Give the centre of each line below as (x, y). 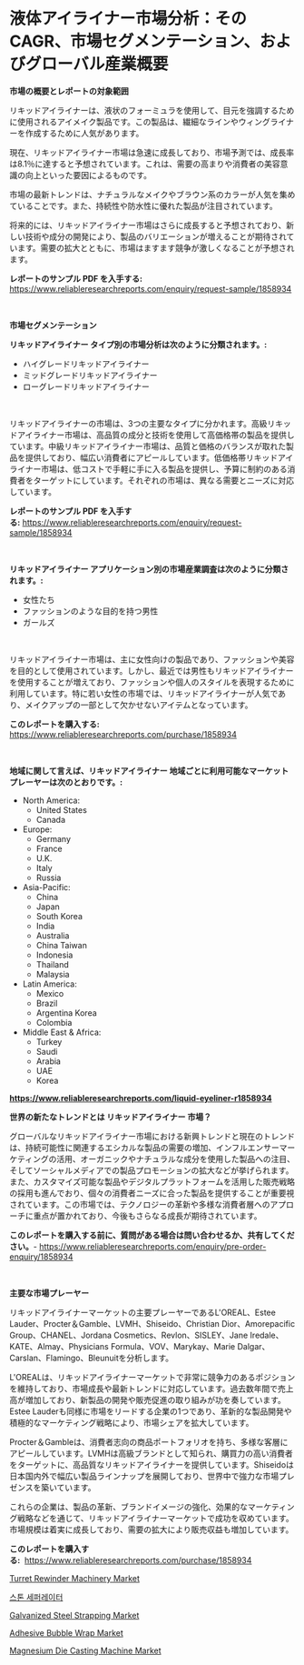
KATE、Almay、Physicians (59, 1346)
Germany (53, 838)
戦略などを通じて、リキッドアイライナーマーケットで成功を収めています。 (155, 1518)
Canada (51, 819)
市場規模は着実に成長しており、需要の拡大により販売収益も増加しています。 (152, 1530)
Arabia (49, 1061)
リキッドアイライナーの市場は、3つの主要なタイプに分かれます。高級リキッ (151, 423)
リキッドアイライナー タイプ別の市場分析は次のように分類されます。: (138, 344)
